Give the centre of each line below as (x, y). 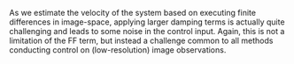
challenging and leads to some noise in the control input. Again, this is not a (147, 31)
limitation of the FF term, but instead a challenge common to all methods (141, 40)
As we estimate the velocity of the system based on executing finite (133, 13)
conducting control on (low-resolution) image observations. (118, 50)
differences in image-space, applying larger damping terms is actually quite (147, 22)
